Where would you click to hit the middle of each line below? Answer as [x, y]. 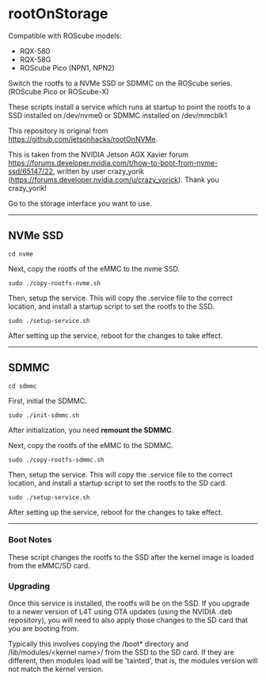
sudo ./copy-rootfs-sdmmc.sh [56, 460]
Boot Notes [30, 540]
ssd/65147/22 [31, 171]
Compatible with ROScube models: [65, 36]
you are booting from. [44, 629]
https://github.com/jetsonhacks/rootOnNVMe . [83, 139]
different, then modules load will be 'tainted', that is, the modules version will [133, 661]
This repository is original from [58, 131]
